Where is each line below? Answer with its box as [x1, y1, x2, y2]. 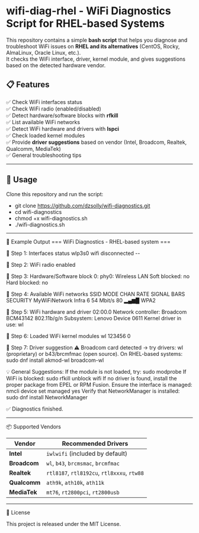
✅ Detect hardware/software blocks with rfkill [6, 112, 118, 119]
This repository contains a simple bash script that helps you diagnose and [6, 36, 188, 43]
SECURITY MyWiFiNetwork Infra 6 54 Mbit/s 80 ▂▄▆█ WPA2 [6, 297, 156, 304]
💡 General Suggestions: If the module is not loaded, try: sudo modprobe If [6, 368, 187, 375]
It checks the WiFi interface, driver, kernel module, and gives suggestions [6, 55, 185, 62]
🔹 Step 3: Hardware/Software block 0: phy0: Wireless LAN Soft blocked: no [6, 272, 190, 280]
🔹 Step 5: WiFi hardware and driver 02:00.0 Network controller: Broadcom [6, 308, 187, 316]
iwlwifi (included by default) [46, 449, 127, 458]
